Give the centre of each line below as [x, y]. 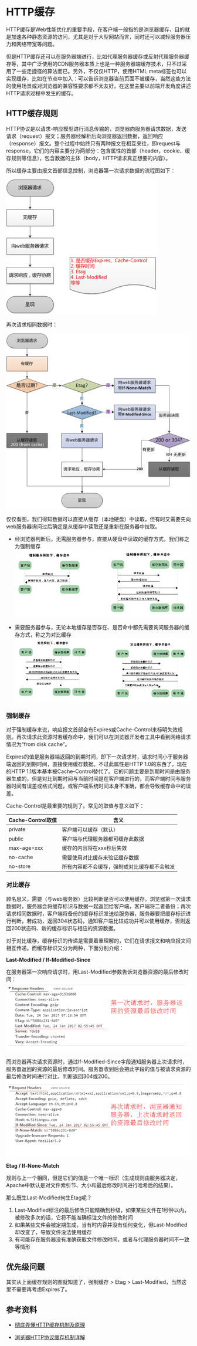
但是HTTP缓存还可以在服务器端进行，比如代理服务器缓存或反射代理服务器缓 [98, 56]
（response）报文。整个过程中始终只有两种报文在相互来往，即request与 [93, 143]
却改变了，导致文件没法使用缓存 [53, 1232]
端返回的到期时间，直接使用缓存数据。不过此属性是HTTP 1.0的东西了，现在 [97, 764]
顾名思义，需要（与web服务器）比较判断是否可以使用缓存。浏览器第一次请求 [98, 899]
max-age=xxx [26, 847]
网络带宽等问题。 [37, 44]
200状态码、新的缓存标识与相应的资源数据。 [65, 928]
